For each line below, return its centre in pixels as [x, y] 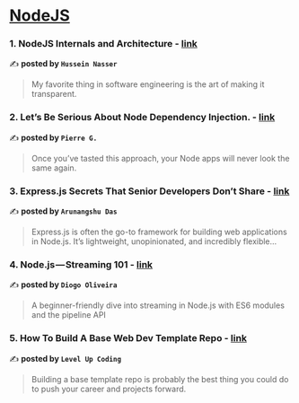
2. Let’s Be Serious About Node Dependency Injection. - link [142, 118]
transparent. [54, 94]
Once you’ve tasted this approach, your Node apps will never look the [160, 158]
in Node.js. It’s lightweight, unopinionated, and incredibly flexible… [154, 241]
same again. [54, 168]
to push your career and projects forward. [109, 389]
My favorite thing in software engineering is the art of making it [148, 84]
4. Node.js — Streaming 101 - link [81, 264]
